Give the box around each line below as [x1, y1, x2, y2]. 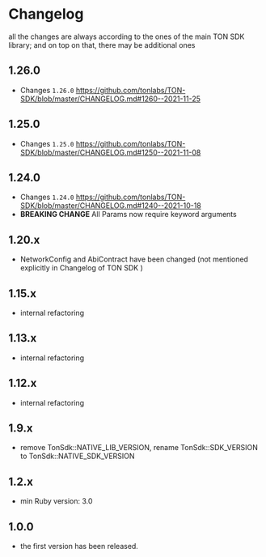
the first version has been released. [19, 542, 139, 551]
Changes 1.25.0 [19, 138, 74, 148]
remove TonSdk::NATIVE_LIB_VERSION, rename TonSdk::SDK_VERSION [19, 443, 259, 453]
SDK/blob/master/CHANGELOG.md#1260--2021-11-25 [19, 94, 201, 104]
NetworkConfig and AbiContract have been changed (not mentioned [19, 254, 249, 264]
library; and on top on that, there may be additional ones [8, 40, 196, 49]
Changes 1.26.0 [19, 85, 74, 95]
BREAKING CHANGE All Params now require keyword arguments [19, 210, 237, 219]
